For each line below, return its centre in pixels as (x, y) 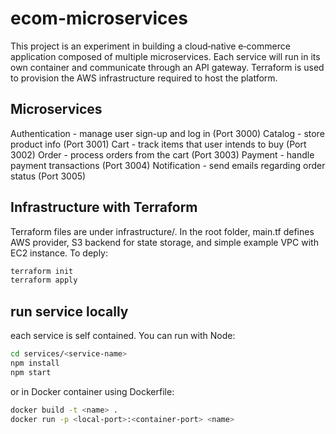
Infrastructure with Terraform (104, 207)
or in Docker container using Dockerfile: (92, 391)
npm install (35, 363)
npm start (31, 372)
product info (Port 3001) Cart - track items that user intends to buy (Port (158, 144)
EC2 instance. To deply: (59, 253)
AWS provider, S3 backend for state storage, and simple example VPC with (164, 242)
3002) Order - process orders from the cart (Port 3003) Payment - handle (162, 154)
